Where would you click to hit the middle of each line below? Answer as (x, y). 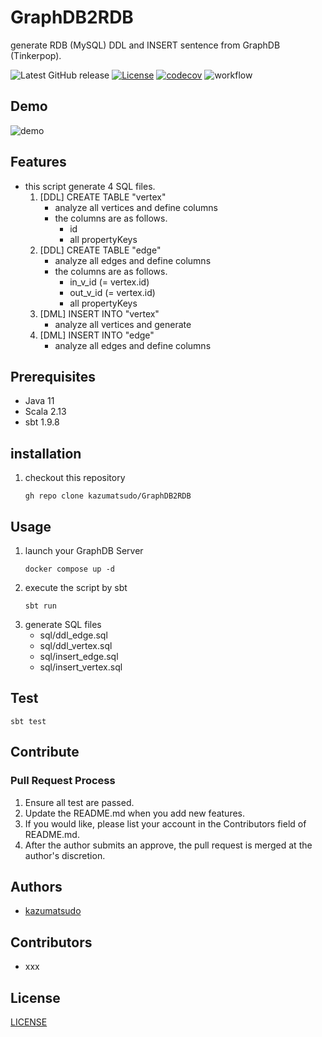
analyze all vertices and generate (123, 324)
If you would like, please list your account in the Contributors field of (165, 823)
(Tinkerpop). (36, 55)
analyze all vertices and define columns (136, 207)
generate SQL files (63, 624)
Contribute (45, 752)
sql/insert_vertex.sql (81, 667)
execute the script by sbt (76, 587)
